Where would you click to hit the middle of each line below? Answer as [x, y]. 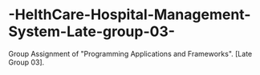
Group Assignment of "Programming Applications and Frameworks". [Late [130, 53]
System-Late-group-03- [91, 32]
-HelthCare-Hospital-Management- [130, 15]
